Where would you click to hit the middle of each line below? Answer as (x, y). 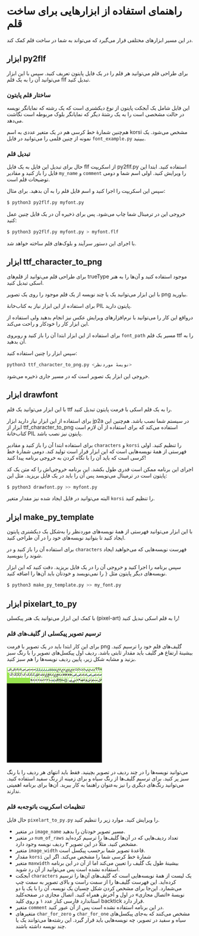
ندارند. (14, 791)
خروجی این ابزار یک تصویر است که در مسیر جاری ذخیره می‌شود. (78, 376)
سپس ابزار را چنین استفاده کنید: (42, 353)
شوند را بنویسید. (25, 556)
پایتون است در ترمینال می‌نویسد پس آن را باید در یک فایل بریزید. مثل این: (87, 475)
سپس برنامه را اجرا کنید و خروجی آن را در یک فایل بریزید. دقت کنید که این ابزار (94, 567)
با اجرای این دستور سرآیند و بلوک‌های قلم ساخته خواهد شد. (72, 244)
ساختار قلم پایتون (29, 95)
